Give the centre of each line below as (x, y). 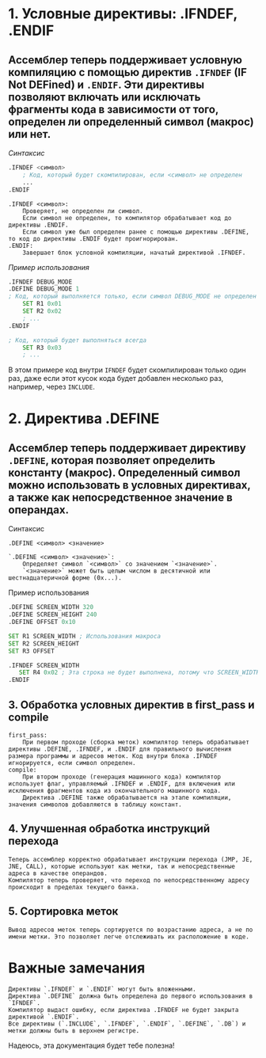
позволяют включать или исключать (104, 97)
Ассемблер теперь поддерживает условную (125, 60)
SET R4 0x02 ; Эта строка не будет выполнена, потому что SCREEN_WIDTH (139, 673)
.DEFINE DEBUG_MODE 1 (44, 289)
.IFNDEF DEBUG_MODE (40, 282)
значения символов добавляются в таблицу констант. (95, 805)
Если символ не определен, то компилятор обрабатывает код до (127, 218)
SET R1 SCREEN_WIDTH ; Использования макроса (84, 636)
